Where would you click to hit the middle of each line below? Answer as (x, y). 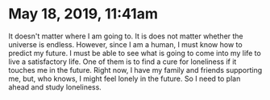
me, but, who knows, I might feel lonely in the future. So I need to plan (125, 78)
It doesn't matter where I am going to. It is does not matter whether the (126, 36)
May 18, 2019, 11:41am (83, 14)
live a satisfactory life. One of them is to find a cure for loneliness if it (123, 62)
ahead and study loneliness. (55, 87)
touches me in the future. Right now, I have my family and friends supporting (135, 70)
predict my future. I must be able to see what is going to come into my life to (135, 53)
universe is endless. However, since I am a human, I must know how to (126, 44)
